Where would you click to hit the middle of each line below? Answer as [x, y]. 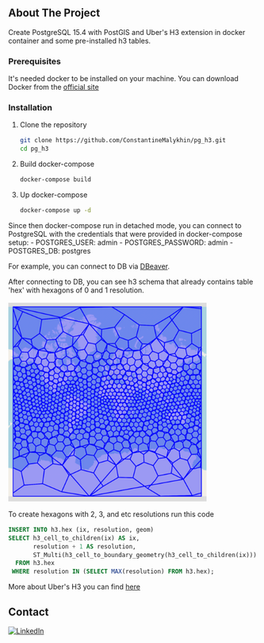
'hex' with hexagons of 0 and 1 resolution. [76, 290]
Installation [31, 108]
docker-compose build [55, 180]
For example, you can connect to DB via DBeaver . [89, 266]
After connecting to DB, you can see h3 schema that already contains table [131, 281]
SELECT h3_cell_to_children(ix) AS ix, [74, 538]
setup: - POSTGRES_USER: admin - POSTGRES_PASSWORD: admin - [121, 242]
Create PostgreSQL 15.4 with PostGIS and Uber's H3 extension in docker [127, 32]
